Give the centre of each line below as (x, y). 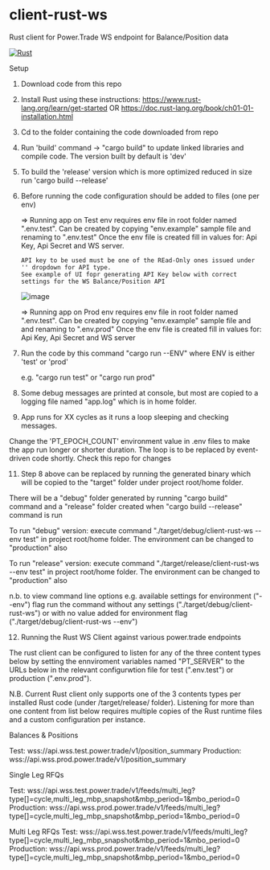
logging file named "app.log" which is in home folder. (108, 401)
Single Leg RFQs (37, 774)
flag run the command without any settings (104, 604)
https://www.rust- (172, 99)
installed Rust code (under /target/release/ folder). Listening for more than (132, 702)
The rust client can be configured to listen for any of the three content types (135, 652)
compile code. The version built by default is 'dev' (104, 156)
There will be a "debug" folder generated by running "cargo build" (119, 498)
